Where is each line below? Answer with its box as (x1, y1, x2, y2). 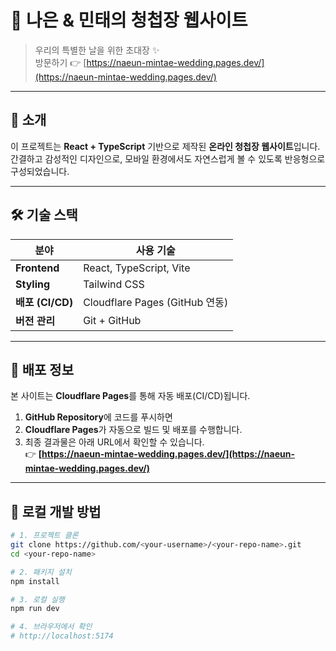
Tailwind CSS (83, 277, 145, 291)
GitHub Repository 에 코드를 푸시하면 (24, 411, 173, 423)
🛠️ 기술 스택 (10, 207, 78, 224)
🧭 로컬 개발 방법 (10, 503, 102, 520)
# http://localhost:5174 (10, 631, 114, 641)
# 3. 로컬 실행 (10, 594, 65, 605)
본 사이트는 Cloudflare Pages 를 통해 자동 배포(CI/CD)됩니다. (10, 390, 251, 402)
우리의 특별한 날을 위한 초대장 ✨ (34, 44, 160, 56)
